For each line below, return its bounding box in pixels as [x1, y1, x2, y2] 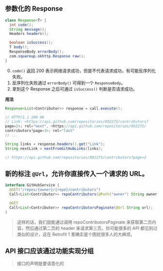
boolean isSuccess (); [9, 40, 53, 45]
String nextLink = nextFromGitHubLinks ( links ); [5, 146, 103, 151]
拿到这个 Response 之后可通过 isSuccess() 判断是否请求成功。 [12, 86, 137, 91]
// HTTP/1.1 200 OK [5, 115, 45, 120]
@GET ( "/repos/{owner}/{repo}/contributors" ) [9, 187, 101, 192]
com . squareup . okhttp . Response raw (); [9, 54, 86, 58]
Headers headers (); [9, 31, 49, 36]
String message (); [9, 27, 47, 32]
